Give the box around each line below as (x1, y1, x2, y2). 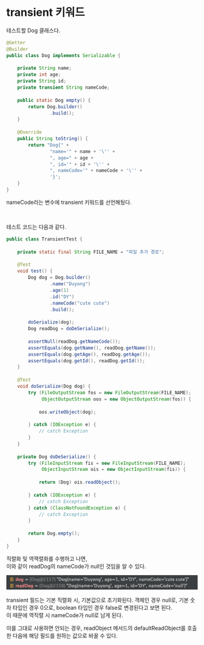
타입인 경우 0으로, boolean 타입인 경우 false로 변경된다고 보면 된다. (12, 604, 173, 611)
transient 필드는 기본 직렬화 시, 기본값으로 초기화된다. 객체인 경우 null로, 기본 (6, 596, 189, 604)
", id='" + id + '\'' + (49, 161, 110, 167)
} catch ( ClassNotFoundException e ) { (28, 505, 126, 511)
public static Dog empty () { (17, 97, 91, 103)
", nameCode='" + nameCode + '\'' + (49, 167, 143, 174)
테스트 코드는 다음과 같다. (6, 223, 67, 231)
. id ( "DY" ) (49, 294, 75, 300)
